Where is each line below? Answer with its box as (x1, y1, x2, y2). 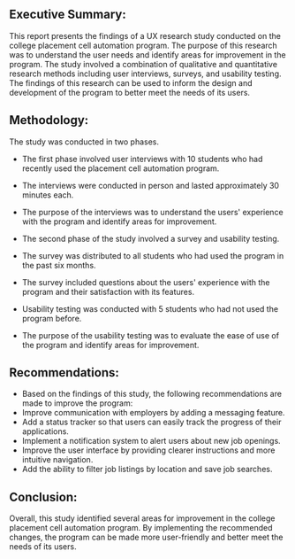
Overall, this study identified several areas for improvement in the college (9, 513, 276, 524)
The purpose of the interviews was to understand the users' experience (21, 206, 284, 217)
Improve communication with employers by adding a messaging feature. (21, 408, 285, 418)
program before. (21, 313, 82, 323)
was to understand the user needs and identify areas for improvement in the (9, 49, 286, 60)
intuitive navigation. (21, 454, 94, 465)
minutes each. (21, 190, 74, 200)
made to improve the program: (21, 398, 133, 408)
